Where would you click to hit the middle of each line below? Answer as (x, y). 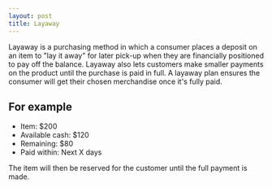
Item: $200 (39, 126)
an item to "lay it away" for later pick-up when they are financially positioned (136, 55)
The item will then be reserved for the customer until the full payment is (128, 168)
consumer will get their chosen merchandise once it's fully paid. (116, 81)
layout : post (30, 16)
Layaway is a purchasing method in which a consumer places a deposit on (133, 46)
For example (41, 107)
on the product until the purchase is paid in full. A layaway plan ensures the (134, 72)
